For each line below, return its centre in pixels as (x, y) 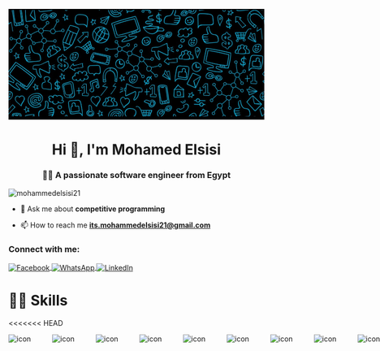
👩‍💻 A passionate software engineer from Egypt (136, 175)
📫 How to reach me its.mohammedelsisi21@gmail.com (115, 225)
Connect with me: (44, 249)
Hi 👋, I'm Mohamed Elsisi (136, 150)
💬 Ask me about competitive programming (93, 209)
